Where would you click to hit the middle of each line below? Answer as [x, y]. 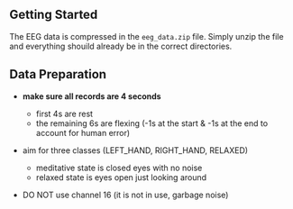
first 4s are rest [64, 114]
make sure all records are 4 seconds [92, 96]
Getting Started [54, 15]
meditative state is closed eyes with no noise [119, 168]
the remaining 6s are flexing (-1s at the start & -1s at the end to [152, 123]
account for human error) [83, 132]
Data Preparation [58, 74]
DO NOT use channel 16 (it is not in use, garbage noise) [125, 195]
